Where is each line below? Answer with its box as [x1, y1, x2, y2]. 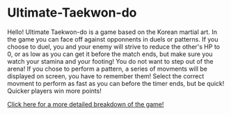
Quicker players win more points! [7, 87, 102, 95]
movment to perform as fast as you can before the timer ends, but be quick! [7, 79, 225, 87]
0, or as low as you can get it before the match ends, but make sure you [7, 50, 214, 58]
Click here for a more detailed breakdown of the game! [7, 100, 164, 108]
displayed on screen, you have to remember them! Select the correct [7, 71, 205, 80]
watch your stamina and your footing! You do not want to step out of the [7, 57, 214, 65]
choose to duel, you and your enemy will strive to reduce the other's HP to [7, 42, 221, 51]
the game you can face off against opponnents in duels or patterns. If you [7, 35, 218, 43]
